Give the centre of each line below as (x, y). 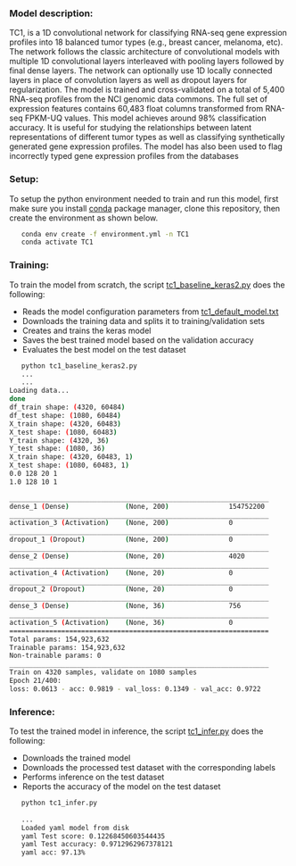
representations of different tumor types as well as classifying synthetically (147, 137)
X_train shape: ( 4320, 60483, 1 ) (71, 457)
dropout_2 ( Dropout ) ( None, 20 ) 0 (121, 589)
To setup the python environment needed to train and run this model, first (144, 198)
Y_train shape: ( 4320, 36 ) (59, 440)
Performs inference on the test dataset (93, 777)
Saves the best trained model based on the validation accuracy (138, 340)
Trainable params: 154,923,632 (67, 647)
